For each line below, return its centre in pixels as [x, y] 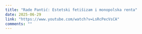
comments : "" [19, 24]
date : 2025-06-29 [23, 14]
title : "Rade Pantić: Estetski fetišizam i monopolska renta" [71, 10]
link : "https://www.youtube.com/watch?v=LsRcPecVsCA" [62, 19]
